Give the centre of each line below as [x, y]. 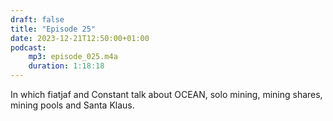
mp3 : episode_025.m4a [73, 57]
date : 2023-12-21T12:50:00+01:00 [80, 38]
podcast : [28, 47]
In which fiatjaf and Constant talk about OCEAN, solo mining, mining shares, [166, 94]
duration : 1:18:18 [66, 66]
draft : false [37, 19]
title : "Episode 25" [53, 29]
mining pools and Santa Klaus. [72, 105]
